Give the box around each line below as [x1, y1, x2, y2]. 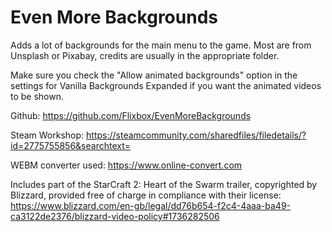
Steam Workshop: [10, 129, 85, 141]
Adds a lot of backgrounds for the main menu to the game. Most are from [10, 39, 312, 51]
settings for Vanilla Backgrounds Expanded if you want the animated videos [10, 79, 322, 91]
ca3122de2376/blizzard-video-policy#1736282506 [10, 210, 220, 222]
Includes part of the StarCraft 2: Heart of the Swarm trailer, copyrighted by [10, 178, 318, 190]
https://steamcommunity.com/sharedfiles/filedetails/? [86, 129, 307, 141]
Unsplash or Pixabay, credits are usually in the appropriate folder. [10, 49, 280, 61]
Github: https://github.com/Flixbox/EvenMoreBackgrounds [10, 109, 252, 121]
